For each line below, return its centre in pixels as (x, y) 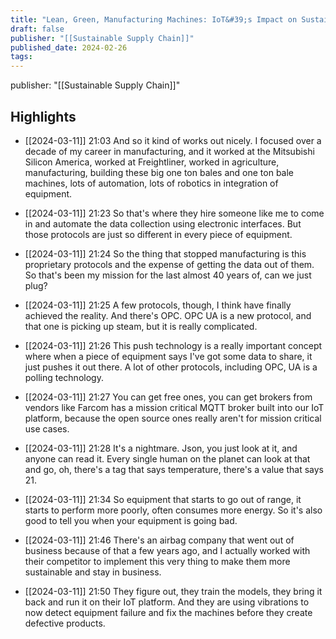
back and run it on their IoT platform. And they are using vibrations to (167, 602)
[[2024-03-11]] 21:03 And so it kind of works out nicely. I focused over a (173, 140)
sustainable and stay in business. (93, 572)
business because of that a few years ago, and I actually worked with (167, 550)
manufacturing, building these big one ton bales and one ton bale (159, 172)
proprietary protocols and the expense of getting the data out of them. (169, 264)
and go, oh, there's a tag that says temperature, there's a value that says (174, 469)
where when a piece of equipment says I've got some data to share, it (168, 356)
